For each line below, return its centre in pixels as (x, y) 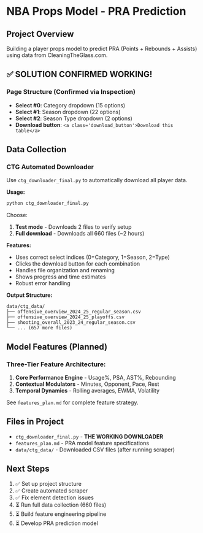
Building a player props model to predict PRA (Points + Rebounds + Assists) (102, 48)
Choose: (17, 215)
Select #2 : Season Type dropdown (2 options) (74, 118)
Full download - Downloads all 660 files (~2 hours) (80, 234)
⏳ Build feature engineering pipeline (61, 514)
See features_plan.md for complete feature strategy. (72, 402)
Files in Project (35, 422)
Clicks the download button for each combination (78, 264)
